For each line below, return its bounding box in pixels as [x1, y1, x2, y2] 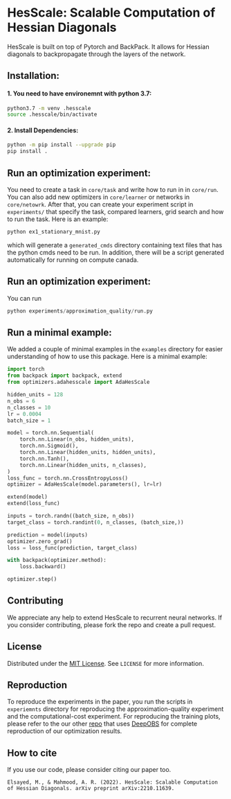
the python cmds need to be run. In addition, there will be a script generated [7, 248, 225, 256]
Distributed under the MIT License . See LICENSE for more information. [7, 659, 204, 667]
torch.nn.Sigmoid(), [19, 442, 79, 450]
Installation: [7, 70, 60, 82]
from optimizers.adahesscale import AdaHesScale [7, 379, 150, 386]
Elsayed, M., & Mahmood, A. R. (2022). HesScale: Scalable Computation [7, 779, 218, 786]
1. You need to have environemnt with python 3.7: [7, 89, 152, 98]
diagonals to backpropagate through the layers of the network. [7, 50, 186, 58]
